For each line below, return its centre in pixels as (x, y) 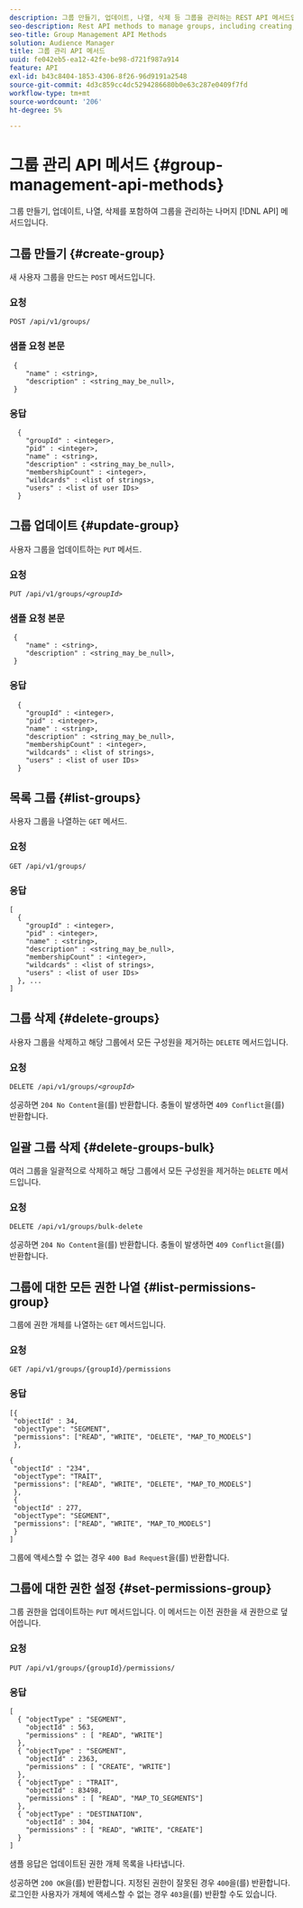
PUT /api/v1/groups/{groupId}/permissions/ (92, 1668)
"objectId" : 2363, (62, 1759)
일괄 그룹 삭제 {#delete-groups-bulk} (112, 1147)
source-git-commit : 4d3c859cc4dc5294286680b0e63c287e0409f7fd (129, 85)
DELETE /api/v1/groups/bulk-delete (76, 1227)
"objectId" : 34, (46, 1421)
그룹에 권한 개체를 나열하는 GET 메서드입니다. (88, 1325)
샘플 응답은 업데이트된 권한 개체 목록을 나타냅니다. (97, 1864)
